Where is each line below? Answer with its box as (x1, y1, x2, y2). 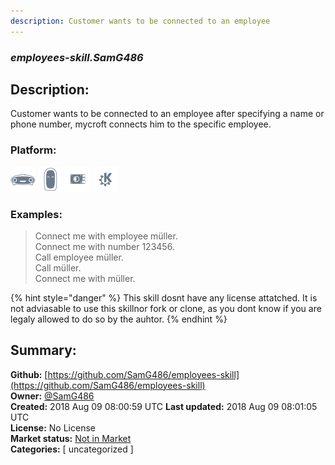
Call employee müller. (34, 251, 124, 263)
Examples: (10, 207, 63, 221)
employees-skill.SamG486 (10, 50, 144, 64)
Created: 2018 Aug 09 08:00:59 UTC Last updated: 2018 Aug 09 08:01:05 (10, 400, 318, 412)
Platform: (10, 143, 57, 157)
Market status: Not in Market (10, 432, 132, 444)
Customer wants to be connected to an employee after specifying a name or (10, 108, 325, 120)
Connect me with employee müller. (34, 230, 178, 242)
